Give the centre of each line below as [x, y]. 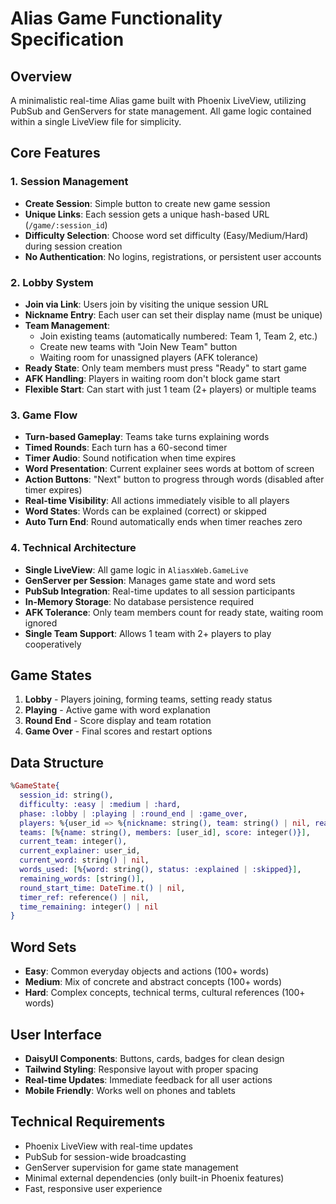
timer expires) [53, 490]
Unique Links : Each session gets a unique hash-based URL [147, 214]
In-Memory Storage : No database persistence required [139, 601]
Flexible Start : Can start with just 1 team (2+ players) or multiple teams [170, 389]
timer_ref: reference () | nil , [84, 897]
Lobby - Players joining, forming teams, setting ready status [148, 699]
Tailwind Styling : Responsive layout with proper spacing [141, 1069]
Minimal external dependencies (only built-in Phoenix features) [154, 1178]
